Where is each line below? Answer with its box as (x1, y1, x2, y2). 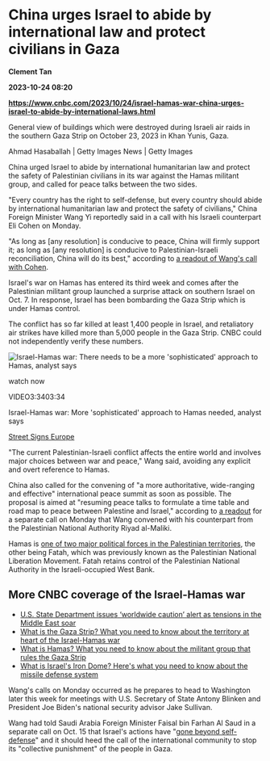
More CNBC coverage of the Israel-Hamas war (8, 588, 246, 602)
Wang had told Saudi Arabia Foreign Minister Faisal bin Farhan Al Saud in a (8, 717, 256, 728)
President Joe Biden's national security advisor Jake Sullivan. (8, 702, 213, 712)
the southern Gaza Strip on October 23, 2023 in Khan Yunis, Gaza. (8, 131, 230, 141)
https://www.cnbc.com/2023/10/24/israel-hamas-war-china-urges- (8, 98, 244, 107)
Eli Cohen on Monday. (8, 221, 81, 230)
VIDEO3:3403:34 (8, 392, 66, 402)
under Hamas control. (8, 303, 81, 313)
